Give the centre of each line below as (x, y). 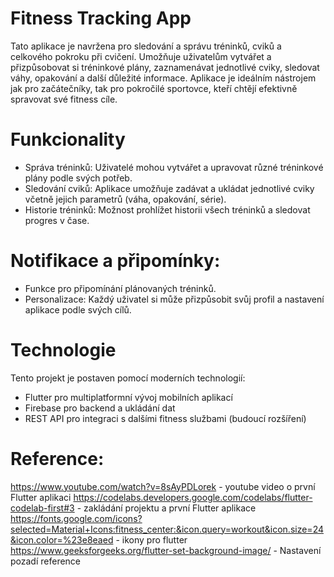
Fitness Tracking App (101, 18)
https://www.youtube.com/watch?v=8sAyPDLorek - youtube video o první (163, 486)
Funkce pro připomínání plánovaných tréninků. (120, 288)
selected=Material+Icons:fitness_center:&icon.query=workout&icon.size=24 (167, 529)
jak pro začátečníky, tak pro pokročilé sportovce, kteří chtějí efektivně (154, 88)
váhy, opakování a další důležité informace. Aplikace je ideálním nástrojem (163, 78)
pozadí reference (46, 561)
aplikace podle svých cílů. (78, 309)
